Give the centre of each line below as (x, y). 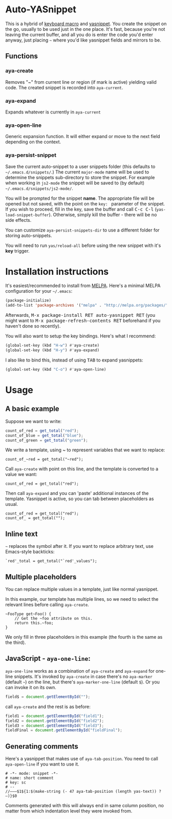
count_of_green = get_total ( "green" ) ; (47, 440)
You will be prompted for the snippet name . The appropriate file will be (80, 198)
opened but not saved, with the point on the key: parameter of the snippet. (85, 203)
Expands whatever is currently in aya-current (53, 112)
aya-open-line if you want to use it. (42, 764)
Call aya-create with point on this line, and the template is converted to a (82, 469)
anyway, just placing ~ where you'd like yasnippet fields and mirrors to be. (83, 40)
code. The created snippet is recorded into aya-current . (64, 87)
